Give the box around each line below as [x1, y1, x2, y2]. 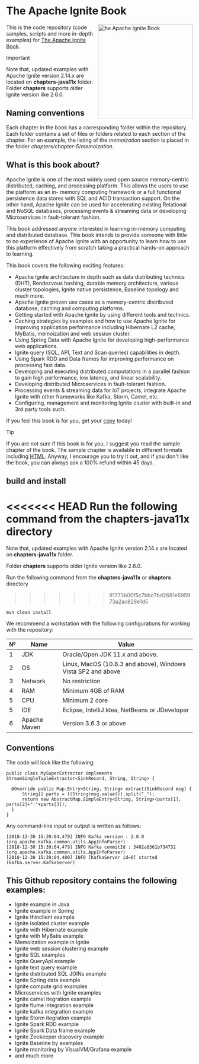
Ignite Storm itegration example [14, 1014, 92, 1021]
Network [21, 677, 46, 685]
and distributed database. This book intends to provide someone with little [6, 231, 188, 238]
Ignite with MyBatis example [14, 932, 84, 939]
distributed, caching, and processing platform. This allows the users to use [6, 182, 188, 189]
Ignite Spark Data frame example [14, 1027, 95, 1034]
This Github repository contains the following [6, 876, 177, 886]
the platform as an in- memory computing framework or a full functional [6, 188, 182, 195]
